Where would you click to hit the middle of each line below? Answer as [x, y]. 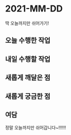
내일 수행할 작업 [28, 59]
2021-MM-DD [34, 9]
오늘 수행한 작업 [28, 40]
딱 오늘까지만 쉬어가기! [27, 23]
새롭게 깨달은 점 [28, 78]
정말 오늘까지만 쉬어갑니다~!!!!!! [35, 127]
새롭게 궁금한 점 [28, 96]
